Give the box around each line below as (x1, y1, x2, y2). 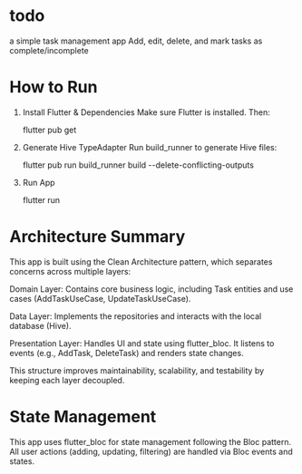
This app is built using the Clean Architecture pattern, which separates (9, 256, 273, 267)
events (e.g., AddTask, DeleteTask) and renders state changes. (9, 347, 244, 358)
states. (9, 455, 34, 467)
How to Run (9, 77, 98, 98)
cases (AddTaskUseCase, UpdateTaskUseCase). (9, 293, 191, 304)
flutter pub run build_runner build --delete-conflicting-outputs (22, 160, 254, 170)
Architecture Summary (9, 227, 186, 247)
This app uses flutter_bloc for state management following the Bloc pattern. (9, 436, 292, 447)
